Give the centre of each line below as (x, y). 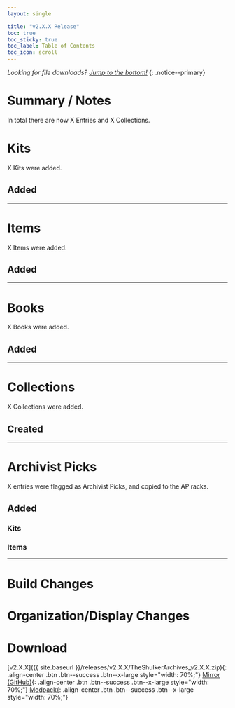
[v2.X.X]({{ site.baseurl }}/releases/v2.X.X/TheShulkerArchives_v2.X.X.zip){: (117, 667)
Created (25, 429)
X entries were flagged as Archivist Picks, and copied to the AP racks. (108, 486)
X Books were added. (38, 327)
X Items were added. (37, 247)
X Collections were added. (45, 407)
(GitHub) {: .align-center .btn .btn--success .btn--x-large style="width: (108, 682)
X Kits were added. (35, 168)
